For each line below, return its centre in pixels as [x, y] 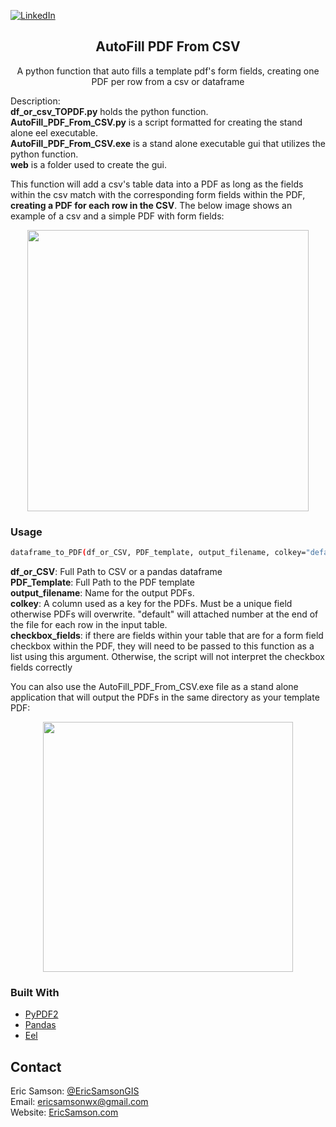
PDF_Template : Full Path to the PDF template [102, 582]
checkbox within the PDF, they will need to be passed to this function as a [162, 646]
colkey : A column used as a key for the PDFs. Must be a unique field [151, 603]
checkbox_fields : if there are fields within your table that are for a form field [167, 635]
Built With [35, 992]
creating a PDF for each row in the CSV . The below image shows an [151, 205]
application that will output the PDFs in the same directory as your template [165, 697]
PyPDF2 [41, 1014]
